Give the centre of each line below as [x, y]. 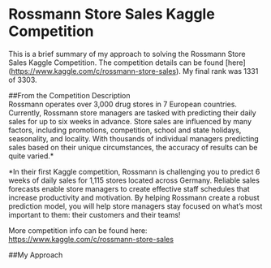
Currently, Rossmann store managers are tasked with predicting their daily [133, 112]
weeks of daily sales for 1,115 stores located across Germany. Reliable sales [134, 180]
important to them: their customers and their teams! [95, 214]
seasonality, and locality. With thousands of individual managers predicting [134, 138]
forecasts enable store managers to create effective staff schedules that [129, 188]
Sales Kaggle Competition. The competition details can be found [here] [127, 63]
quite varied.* [31, 156]
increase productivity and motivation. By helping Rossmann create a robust [134, 197]
